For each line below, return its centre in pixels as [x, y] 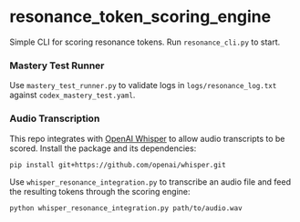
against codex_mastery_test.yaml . [72, 95]
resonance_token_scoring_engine [140, 17]
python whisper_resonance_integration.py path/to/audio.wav [126, 208]
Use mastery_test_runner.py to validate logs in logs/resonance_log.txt [143, 86]
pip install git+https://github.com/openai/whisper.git [118, 165]
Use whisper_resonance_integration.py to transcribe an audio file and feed [150, 182]
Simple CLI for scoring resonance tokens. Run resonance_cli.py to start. [145, 42]
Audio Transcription [55, 118]
